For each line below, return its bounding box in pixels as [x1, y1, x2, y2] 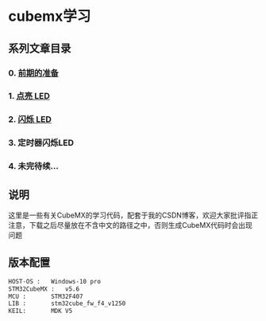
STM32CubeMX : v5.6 [8, 284, 80, 293]
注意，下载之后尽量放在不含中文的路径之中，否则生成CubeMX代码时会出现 [8, 221, 253, 229]
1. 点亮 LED [8, 91, 50, 102]
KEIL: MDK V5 [8, 307, 73, 315]
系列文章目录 [8, 41, 71, 55]
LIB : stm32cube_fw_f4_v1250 [8, 299, 126, 307]
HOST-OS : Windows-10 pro [8, 277, 102, 285]
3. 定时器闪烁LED [8, 137, 74, 148]
